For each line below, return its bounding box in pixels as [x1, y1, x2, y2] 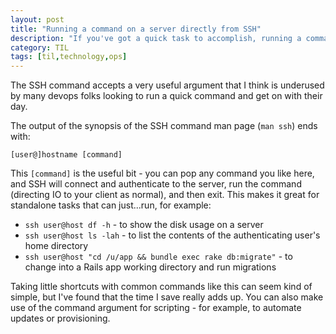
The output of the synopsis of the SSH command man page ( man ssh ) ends [10, 120, 318, 132]
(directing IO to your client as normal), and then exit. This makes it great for [10, 189, 320, 201]
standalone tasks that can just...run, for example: [10, 199, 212, 211]
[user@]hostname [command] [10, 150, 123, 160]
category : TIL [10, 42, 70, 53]
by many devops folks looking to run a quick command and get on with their [10, 90, 323, 102]
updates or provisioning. [10, 312, 111, 325]
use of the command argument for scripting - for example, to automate [10, 302, 302, 314]
